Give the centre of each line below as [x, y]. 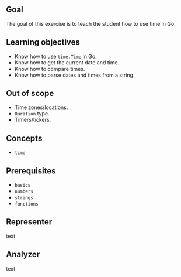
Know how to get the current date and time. [67, 62]
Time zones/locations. [41, 107]
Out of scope [30, 93]
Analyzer [23, 254]
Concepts [24, 138]
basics [22, 186]
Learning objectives [43, 42]
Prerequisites [31, 171]
